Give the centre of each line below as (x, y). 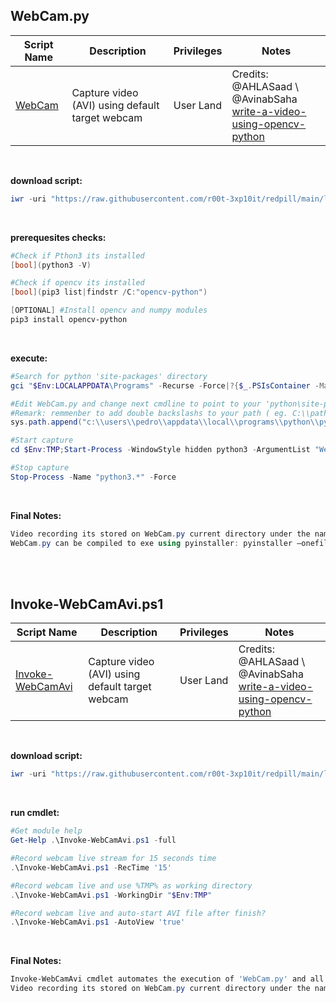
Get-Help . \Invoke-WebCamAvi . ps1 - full (93, 840)
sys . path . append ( (46, 422)
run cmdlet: (35, 813)
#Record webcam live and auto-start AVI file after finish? (138, 913)
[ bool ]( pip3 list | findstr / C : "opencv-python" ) (109, 292)
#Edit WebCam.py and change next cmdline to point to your (136, 404)
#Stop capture (40, 468)
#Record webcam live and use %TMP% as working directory (131, 885)
